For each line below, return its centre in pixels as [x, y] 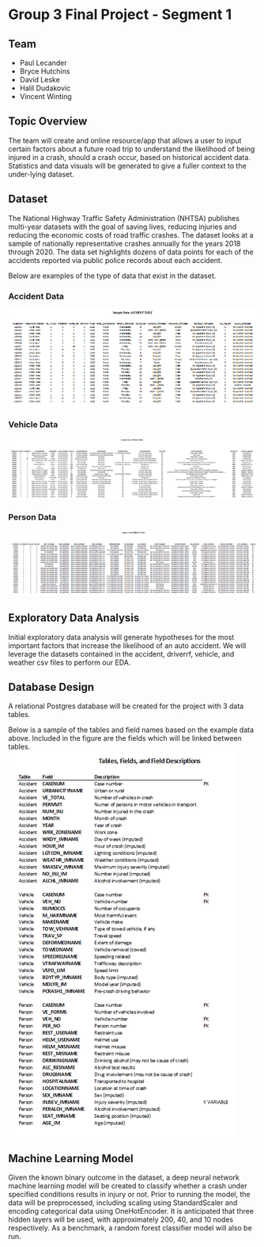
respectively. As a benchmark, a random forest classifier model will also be [130, 1228]
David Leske [40, 80]
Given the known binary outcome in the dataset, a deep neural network [124, 1177]
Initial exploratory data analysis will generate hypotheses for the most [121, 637]
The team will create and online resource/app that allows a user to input [125, 140]
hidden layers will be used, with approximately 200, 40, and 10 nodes [121, 1220]
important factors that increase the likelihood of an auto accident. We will [127, 645]
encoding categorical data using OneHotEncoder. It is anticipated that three [131, 1211]
